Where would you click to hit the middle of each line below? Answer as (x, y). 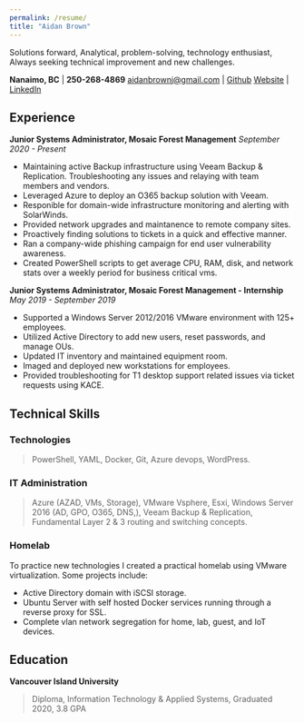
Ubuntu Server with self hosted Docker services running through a (147, 602)
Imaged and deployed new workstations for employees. (127, 366)
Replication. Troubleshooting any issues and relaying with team (141, 176)
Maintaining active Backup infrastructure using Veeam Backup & (142, 167)
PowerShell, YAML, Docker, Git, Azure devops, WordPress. (141, 459)
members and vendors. (66, 186)
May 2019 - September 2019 (63, 300)
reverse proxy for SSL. (64, 612)
